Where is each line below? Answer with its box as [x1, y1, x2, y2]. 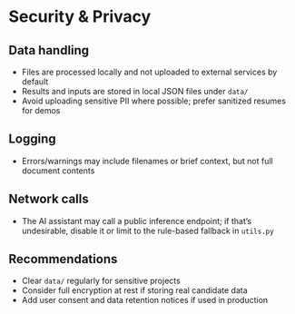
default [21, 76, 49, 87]
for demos [21, 105, 61, 115]
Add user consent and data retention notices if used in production [21, 295, 269, 306]
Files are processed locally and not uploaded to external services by [21, 66, 278, 77]
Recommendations [8, 251, 118, 267]
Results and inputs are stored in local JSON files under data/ [21, 86, 249, 96]
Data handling [8, 43, 90, 58]
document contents [21, 165, 95, 176]
